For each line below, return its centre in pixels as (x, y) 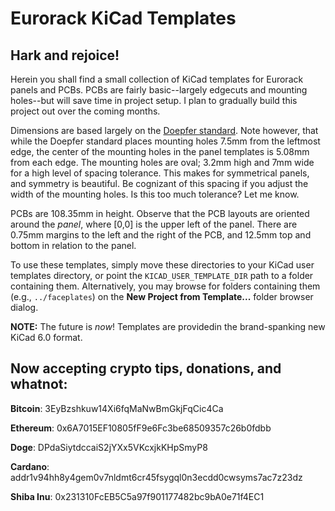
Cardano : (30, 466)
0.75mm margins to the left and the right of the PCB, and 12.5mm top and (161, 235)
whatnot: (39, 384)
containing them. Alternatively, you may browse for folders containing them (165, 286)
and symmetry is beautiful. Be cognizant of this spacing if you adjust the (159, 183)
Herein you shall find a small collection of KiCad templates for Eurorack (157, 79)
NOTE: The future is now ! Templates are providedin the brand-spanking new (168, 326)
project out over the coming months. (85, 111)
